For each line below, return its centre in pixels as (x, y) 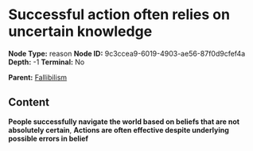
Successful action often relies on (119, 15)
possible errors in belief (49, 138)
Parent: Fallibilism (38, 77)
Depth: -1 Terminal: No (47, 62)
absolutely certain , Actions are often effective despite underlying (119, 130)
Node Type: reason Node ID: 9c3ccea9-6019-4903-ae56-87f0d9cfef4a (127, 53)
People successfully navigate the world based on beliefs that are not (124, 122)
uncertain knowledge (80, 31)
